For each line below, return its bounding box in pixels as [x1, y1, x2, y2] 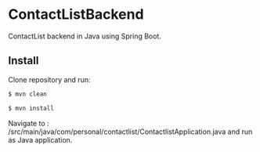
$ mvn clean [8, 90, 47, 98]
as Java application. [8, 135, 73, 144]
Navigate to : [8, 118, 49, 128]
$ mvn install [8, 104, 55, 112]
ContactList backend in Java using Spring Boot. [8, 31, 162, 41]
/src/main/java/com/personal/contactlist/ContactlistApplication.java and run [8, 127, 253, 136]
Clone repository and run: [8, 74, 91, 84]
